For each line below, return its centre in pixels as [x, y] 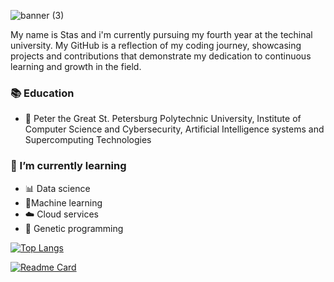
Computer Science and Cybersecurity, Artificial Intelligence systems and [174, 129]
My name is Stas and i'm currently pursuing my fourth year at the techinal [161, 34]
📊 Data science [57, 188]
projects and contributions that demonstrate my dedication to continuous [161, 56]
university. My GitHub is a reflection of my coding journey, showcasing [156, 45]
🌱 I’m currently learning [68, 166]
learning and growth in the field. [76, 66]
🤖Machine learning [63, 202]
